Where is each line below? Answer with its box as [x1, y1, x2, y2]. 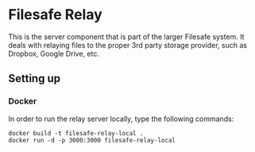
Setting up [8, 72, 61, 85]
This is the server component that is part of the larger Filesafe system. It [8, 32, 245, 41]
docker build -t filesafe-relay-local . [8, 129, 145, 137]
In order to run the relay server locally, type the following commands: [8, 114, 234, 123]
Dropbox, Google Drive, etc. [8, 49, 99, 58]
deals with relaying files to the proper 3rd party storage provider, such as [8, 40, 248, 49]
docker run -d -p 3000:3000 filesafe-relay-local [8, 136, 176, 144]
